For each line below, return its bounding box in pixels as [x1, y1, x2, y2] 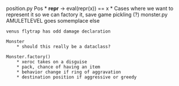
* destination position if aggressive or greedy [16, 74, 137, 80]
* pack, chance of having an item [16, 64, 100, 70]
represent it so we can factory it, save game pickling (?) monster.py [6, 11, 168, 18]
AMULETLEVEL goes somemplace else [6, 17, 100, 24]
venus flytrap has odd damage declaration [6, 28, 111, 34]
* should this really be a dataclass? [16, 44, 111, 49]
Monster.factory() [6, 54, 51, 60]
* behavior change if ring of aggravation [16, 69, 121, 75]
